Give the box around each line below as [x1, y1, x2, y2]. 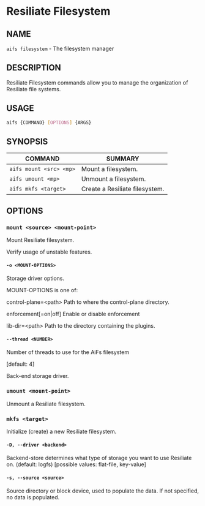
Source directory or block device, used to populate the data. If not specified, [6, 487, 199, 494]
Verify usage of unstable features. [6, 248, 92, 255]
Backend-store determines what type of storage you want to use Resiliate [6, 455, 192, 462]
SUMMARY [106, 154, 140, 163]
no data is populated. [6, 494, 60, 501]
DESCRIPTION [6, 62, 61, 73]
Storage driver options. [6, 274, 64, 282]
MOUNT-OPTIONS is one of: [6, 287, 78, 294]
